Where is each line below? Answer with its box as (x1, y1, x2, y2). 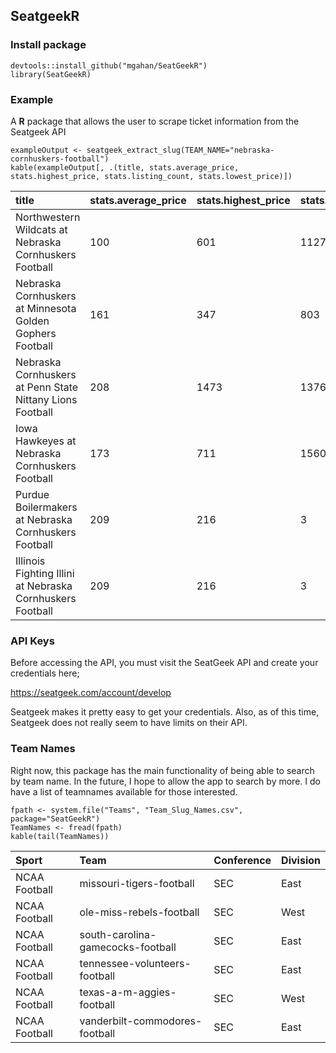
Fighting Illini (15, 566, 75, 580)
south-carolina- (79, 927, 157, 941)
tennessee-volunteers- (79, 956, 192, 970)
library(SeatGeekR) (10, 69, 92, 79)
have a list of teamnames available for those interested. (10, 785, 238, 798)
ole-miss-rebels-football (79, 905, 200, 919)
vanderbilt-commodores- (79, 1014, 203, 1028)
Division (281, 853, 321, 867)
